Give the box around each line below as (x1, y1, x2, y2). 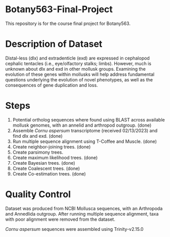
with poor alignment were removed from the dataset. (5, 216, 116, 222)
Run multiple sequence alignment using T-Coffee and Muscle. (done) (12, 138, 157, 144)
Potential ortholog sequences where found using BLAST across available (12, 116, 165, 123)
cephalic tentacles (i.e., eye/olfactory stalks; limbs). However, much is (5, 60, 151, 67)
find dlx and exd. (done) (12, 133, 63, 139)
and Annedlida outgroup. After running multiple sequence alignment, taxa (5, 211, 159, 217)
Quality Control (5, 189, 71, 200)
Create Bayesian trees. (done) (12, 160, 75, 166)
